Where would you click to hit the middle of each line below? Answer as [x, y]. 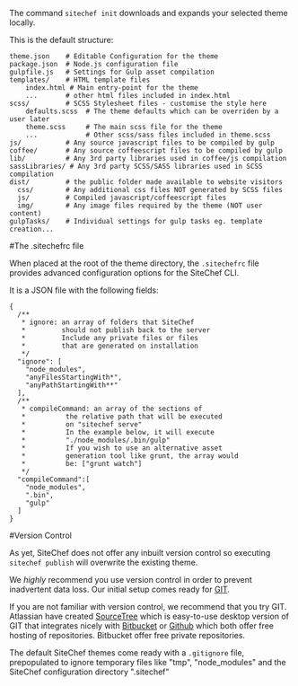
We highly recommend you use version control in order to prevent [131, 580]
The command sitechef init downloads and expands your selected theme [149, 13]
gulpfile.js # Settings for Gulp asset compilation [112, 72]
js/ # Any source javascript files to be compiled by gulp [142, 143]
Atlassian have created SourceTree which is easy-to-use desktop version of [149, 616]
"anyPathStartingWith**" [72, 385]
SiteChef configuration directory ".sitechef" [89, 672]
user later [30, 119]
